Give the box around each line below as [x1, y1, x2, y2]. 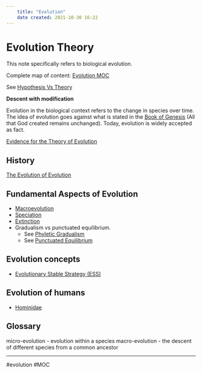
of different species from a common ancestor [6, 343, 118, 351]
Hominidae [14, 304, 42, 311]
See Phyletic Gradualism [23, 230, 85, 238]
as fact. [6, 126, 25, 133]
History [6, 155, 35, 166]
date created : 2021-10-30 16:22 [17, 14, 98, 20]
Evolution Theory [6, 40, 94, 54]
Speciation [14, 212, 42, 219]
